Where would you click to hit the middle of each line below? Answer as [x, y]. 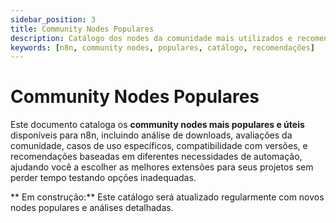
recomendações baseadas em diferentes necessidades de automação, [156, 157]
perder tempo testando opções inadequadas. [103, 178]
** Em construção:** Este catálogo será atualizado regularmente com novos [167, 197]
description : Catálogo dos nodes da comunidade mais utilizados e [151, 38]
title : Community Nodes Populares [82, 29]
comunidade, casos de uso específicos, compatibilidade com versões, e [159, 146]
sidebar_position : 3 [53, 19]
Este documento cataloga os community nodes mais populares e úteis [157, 125]
